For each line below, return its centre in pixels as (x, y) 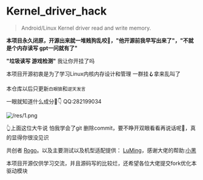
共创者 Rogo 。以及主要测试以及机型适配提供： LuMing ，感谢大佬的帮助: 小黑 (101, 150)
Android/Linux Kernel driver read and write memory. (86, 28)
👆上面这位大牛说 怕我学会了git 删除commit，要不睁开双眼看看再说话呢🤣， (98, 128)
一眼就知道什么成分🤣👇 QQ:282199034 (54, 101)
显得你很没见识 (30, 137)
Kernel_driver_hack (57, 11)
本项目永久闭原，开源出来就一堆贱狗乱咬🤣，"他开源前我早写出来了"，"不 (98, 40)
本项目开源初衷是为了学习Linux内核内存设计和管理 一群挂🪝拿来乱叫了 (93, 73)
